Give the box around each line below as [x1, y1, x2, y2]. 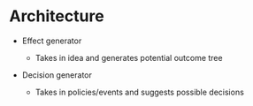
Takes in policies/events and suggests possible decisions [34, 87, 245, 97]
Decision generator [21, 69, 93, 80]
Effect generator [21, 35, 82, 46]
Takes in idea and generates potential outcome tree [34, 52, 223, 63]
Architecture [9, 6, 104, 26]
